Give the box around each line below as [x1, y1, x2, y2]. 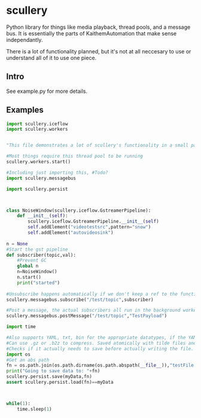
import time [6, 324, 36, 330]
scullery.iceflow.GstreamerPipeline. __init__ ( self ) [28, 218, 160, 225]
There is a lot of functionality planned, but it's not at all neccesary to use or [6, 47, 191, 55]
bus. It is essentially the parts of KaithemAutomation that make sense [6, 29, 177, 37]
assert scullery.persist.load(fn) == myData [6, 379, 114, 386]
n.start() [17, 274, 42, 281]
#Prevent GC [17, 257, 47, 264]
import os [6, 351, 31, 357]
